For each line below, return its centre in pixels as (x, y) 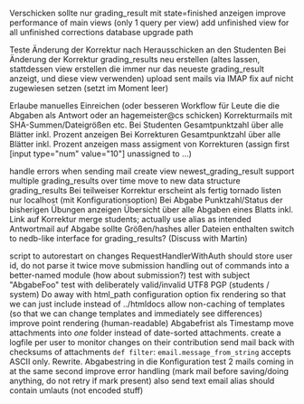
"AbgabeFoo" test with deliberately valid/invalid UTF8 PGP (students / (139, 285)
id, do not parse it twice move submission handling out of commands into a (149, 265)
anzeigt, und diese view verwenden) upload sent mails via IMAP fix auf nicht (152, 79)
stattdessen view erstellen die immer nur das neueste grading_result (137, 69)
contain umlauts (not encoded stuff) (76, 390)
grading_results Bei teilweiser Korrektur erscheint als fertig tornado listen (146, 190)
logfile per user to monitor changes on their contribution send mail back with (152, 342)
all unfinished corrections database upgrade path (101, 32)
